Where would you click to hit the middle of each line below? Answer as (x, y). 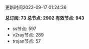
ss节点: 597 (24, 28)
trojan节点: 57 (26, 41)
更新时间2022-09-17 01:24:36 (36, 7)
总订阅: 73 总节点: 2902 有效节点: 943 (45, 18)
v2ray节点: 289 (28, 35)
